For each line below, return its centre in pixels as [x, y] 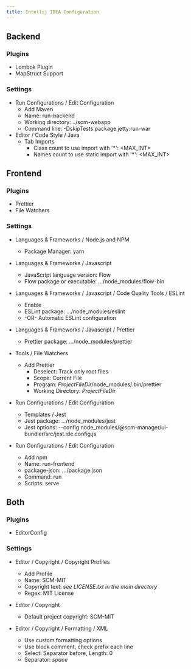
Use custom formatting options [63, 640]
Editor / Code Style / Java [47, 135]
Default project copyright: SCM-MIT [69, 616]
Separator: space [46, 659]
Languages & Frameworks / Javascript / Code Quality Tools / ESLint [100, 293]
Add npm [36, 457]
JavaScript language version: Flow [68, 275]
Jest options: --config [52, 427]
